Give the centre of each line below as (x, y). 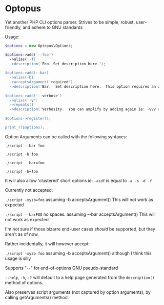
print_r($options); (25, 127)
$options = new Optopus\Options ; (39, 46)
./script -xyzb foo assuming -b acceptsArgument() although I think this (78, 253)
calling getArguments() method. (37, 297)
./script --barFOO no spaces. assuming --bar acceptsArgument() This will (80, 214)
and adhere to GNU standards (53, 27)
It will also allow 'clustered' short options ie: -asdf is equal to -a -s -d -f (79, 180)
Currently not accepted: (29, 190)
